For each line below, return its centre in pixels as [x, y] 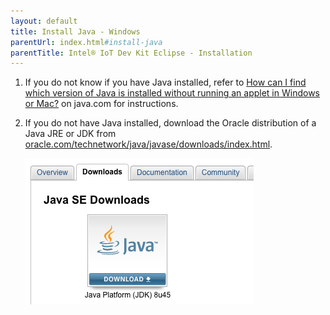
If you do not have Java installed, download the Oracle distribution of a [170, 123]
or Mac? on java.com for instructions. [101, 104]
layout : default [44, 21]
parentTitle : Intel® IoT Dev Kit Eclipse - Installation [131, 53]
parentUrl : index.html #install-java [86, 42]
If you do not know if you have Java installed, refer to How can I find [165, 82]
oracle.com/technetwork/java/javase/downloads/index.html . [148, 144]
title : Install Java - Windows [75, 31]
